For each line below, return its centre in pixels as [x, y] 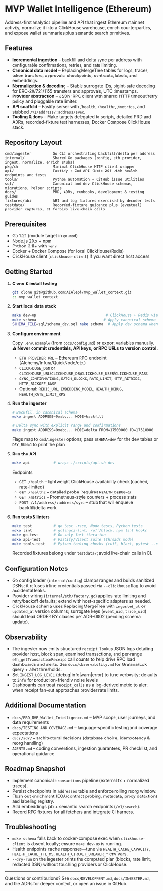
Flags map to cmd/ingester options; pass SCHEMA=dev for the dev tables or [85, 439]
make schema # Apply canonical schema [84, 320]
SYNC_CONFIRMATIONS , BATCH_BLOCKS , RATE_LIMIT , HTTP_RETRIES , [80, 378]
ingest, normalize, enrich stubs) [40, 162]
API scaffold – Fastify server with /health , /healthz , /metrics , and [78, 106]
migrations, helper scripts [33, 188]
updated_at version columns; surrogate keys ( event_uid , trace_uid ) [79, 611]
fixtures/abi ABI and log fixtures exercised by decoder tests [80, 201]
